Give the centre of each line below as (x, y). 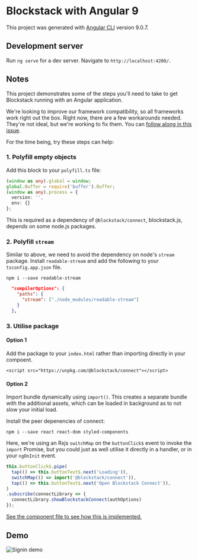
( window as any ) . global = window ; (49, 181)
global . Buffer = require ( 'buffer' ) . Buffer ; (61, 186)
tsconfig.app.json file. (34, 267)
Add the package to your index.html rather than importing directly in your (96, 353)
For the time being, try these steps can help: (60, 142)
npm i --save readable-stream (44, 278)
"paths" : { (30, 294)
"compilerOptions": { (38, 289)
